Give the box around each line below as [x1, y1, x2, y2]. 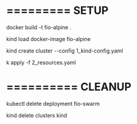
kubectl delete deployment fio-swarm [6, 100, 100, 107]
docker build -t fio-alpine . [6, 24, 71, 31]
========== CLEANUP [6, 80, 132, 94]
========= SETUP [6, 4, 109, 18]
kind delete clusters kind [6, 111, 68, 119]
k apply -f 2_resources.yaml [6, 59, 77, 66]
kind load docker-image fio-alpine [6, 35, 91, 42]
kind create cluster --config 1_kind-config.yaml [6, 47, 124, 54]
